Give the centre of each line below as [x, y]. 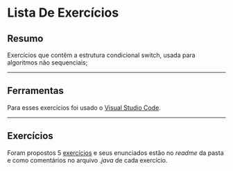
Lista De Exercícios [63, 13]
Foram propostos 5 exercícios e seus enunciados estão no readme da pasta [115, 153]
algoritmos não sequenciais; [48, 63]
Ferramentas [35, 91]
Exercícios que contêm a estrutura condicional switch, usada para [101, 55]
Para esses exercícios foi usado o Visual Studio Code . [84, 107]
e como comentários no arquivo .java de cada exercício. [87, 160]
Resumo [25, 39]
